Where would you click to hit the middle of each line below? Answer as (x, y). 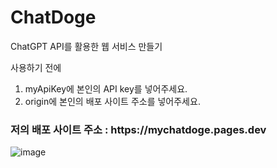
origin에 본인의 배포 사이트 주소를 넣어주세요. (112, 101)
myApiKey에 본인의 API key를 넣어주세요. (106, 88)
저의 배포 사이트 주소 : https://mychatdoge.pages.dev (138, 129)
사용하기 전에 (36, 67)
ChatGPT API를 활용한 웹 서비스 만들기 (86, 46)
